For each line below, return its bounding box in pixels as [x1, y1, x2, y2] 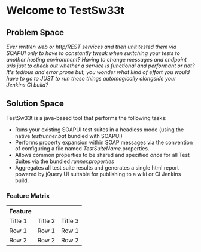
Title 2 [37, 217, 56, 225]
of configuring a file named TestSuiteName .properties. [14, 145, 150, 152]
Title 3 [60, 217, 80, 225]
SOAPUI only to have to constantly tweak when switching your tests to [6, 50, 181, 57]
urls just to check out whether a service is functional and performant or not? [6, 62, 195, 69]
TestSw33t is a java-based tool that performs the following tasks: [6, 114, 167, 121]
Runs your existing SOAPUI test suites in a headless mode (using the [14, 126, 184, 133]
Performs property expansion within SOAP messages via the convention [14, 139, 193, 146]
